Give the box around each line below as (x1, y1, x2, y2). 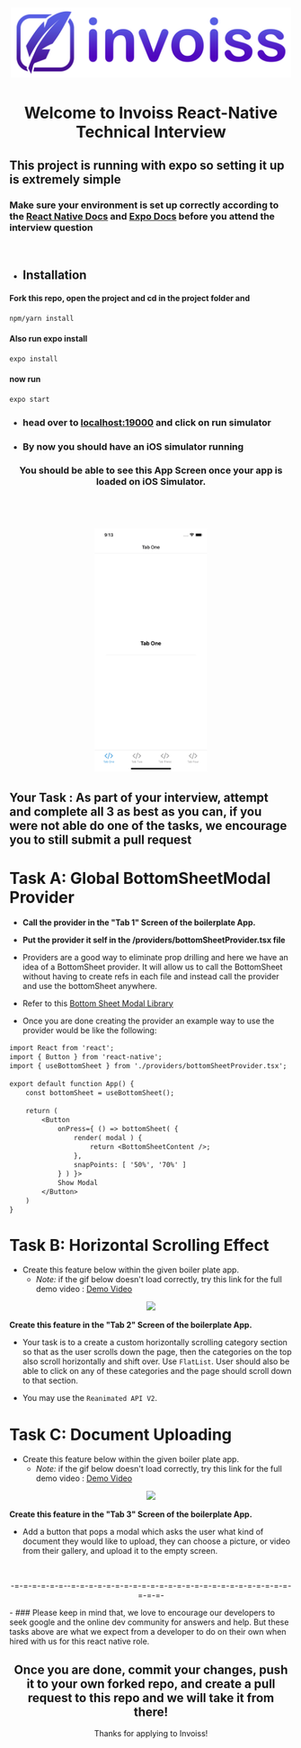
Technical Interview (75, 122, 226, 142)
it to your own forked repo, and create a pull (26, 1676, 276, 1691)
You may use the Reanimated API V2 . (22, 1393, 158, 1404)
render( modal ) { (73, 1133, 143, 1142)
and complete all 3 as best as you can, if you (9, 804, 262, 819)
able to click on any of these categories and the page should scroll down (22, 1366, 292, 1377)
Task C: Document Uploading (9, 1424, 232, 1445)
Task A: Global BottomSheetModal (9, 868, 271, 888)
